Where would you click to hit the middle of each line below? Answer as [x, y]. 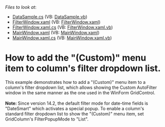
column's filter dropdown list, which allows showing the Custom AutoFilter [81, 87]
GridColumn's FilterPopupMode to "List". [47, 119]
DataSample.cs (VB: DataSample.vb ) [50, 17]
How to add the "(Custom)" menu [76, 58]
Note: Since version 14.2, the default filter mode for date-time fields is [77, 103]
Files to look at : [21, 7]
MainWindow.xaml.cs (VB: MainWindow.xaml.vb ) [62, 38]
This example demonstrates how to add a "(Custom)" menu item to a [75, 82]
